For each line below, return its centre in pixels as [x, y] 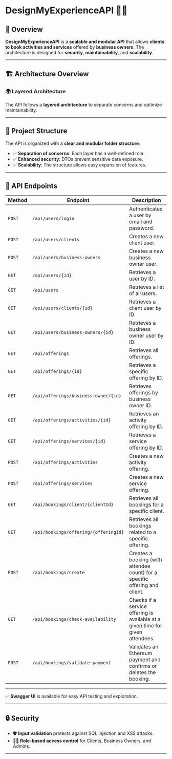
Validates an [144, 647]
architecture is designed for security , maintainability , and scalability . [79, 52]
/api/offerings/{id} [57, 372]
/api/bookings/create [59, 573]
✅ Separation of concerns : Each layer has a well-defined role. [79, 153]
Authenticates [146, 209]
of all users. [143, 293]
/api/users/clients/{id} [63, 308]
